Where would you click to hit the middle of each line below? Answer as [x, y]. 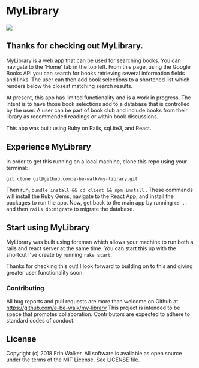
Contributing [25, 288]
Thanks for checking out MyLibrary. [75, 46]
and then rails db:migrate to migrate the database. [70, 209]
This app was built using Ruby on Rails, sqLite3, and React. [79, 128]
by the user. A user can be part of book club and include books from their [97, 110]
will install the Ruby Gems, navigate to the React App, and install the [90, 196]
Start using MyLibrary [48, 228]
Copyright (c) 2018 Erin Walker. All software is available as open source [94, 354]
